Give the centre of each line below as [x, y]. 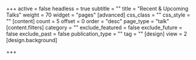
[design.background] [32, 40]
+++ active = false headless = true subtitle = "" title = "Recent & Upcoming [97, 9]
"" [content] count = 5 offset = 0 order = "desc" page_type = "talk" [88, 21]
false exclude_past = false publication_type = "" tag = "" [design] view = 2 [97, 34]
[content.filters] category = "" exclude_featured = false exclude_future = [94, 27]
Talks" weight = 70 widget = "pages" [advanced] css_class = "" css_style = [98, 15]
